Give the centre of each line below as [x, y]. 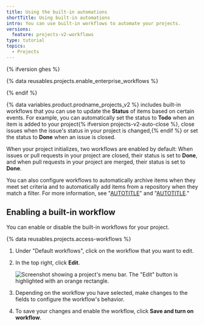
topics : [16, 46]
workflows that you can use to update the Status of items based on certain [100, 111]
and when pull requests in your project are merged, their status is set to [96, 162]
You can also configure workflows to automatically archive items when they [101, 180]
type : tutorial [26, 40]
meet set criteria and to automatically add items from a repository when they [102, 186]
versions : [19, 29]
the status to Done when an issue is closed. [61, 137]
